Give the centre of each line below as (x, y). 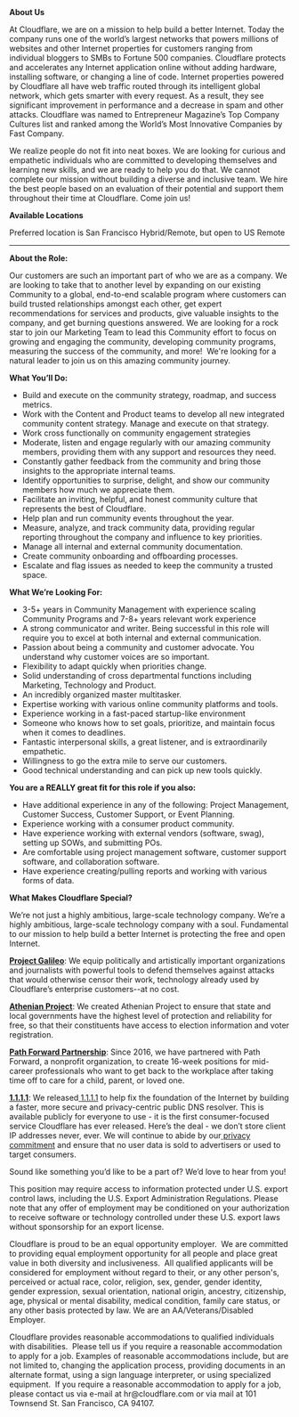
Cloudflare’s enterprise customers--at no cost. (94, 989)
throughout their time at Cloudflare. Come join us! (100, 198)
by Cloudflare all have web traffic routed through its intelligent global (135, 86)
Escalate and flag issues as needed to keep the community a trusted (147, 566)
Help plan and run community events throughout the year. (128, 518)
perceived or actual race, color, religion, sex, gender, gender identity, (136, 1282)
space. (34, 575)
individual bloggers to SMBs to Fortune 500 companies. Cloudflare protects (148, 58)
